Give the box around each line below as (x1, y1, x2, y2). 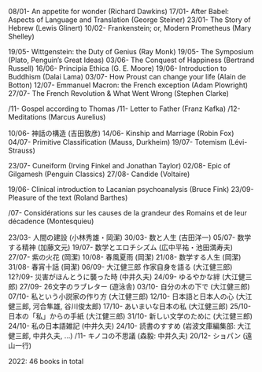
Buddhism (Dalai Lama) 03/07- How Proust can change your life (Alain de (8, 72, 246, 81)
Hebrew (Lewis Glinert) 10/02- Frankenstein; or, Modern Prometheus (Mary (8, 24, 252, 32)
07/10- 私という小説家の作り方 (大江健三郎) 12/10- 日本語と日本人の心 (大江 (8, 292, 253, 301)
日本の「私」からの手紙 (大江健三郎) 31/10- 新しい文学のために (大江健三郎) (8, 311, 253, 321)
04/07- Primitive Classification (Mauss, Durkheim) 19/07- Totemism (8, 138, 227, 146)
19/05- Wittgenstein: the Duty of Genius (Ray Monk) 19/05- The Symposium (8, 47, 254, 56)
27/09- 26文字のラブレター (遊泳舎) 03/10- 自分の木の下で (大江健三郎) (19, 282, 250, 291)
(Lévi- (227, 138, 248, 146)
